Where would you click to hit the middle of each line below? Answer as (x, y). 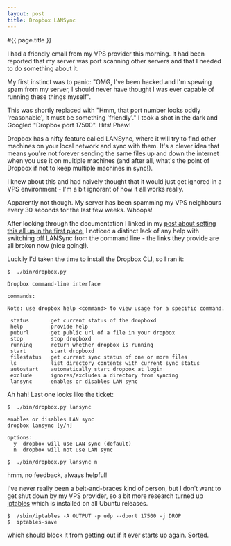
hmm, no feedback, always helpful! (57, 475)
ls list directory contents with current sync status (105, 363)
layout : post (26, 14)
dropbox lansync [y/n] (40, 426)
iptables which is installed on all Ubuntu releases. (78, 503)
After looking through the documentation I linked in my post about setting (112, 223)
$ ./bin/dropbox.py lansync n (52, 462)
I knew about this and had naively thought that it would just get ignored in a (114, 181)
